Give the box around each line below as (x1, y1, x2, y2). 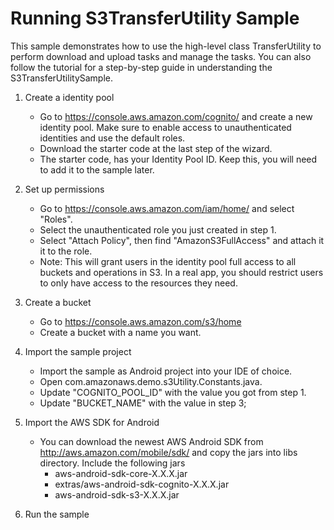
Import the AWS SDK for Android (24, 416, 160, 428)
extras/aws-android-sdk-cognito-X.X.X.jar (54, 478, 230, 490)
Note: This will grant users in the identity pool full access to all (39, 255, 297, 267)
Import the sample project (24, 345, 132, 357)
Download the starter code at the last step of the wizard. (39, 142, 273, 154)
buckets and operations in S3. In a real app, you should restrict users (39, 266, 324, 278)
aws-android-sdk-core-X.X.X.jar (54, 467, 188, 479)
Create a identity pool (24, 91, 115, 103)
